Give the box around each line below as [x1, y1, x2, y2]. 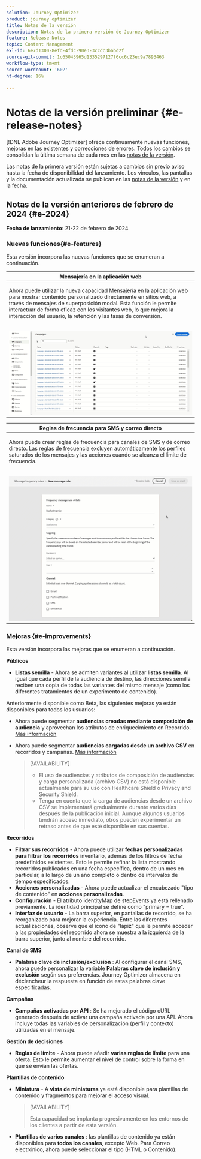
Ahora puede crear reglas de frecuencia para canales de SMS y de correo [8, 439, 190, 446]
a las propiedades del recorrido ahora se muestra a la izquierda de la [14, 929, 185, 936]
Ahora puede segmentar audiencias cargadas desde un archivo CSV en [14, 742, 195, 749]
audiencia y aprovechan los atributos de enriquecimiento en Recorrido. [14, 724, 191, 731]
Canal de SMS [6, 947, 42, 954]
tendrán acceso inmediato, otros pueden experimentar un [38, 816, 181, 824]
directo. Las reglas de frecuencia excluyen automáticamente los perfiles [8, 445, 186, 452]
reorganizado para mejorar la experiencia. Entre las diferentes [14, 916, 167, 923]
